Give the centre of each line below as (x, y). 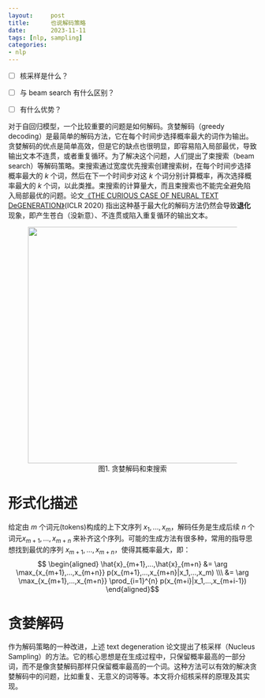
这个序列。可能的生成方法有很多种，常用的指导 (170, 538)
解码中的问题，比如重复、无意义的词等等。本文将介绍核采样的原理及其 (129, 677)
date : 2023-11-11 (47, 30)
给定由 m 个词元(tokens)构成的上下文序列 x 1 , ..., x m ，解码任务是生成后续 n (127, 528)
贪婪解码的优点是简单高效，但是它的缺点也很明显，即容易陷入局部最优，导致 (132, 146)
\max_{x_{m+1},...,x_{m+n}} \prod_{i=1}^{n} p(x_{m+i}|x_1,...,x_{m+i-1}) (132, 580)
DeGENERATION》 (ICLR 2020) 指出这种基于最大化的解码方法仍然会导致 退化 (129, 206)
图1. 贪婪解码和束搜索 (132, 468)
